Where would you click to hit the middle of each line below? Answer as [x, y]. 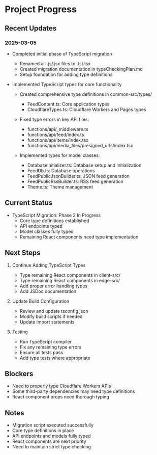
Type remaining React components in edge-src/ [70, 280]
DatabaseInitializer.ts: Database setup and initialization [84, 165]
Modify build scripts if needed [51, 316]
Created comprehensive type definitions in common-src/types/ [86, 94]
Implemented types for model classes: [60, 155]
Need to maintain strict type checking [51, 447]
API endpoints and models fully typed [51, 436]
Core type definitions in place [43, 431]
